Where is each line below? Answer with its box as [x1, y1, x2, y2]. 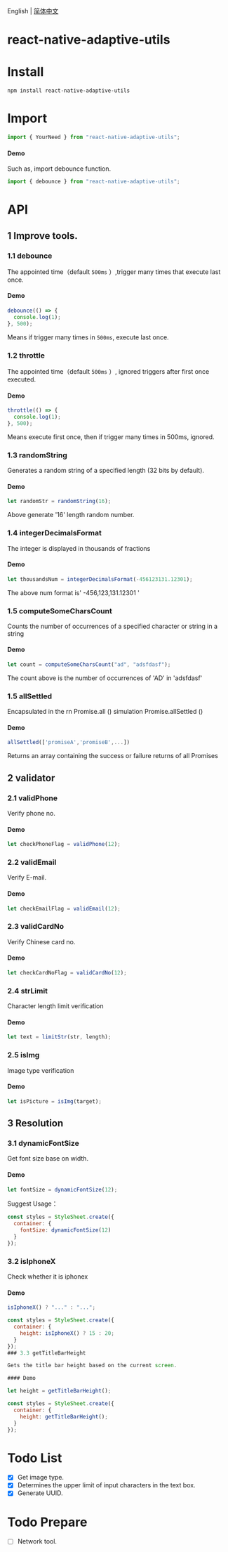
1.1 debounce [7, 251, 53, 261]
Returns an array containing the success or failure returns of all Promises [7, 752, 219, 760]
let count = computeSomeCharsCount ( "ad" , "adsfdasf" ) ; [7, 661, 171, 668]
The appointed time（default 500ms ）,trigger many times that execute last [7, 267, 221, 276]
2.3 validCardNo [7, 922, 65, 932]
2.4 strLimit [7, 986, 48, 996]
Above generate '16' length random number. [7, 511, 135, 519]
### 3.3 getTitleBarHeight [7, 1349, 86, 1357]
